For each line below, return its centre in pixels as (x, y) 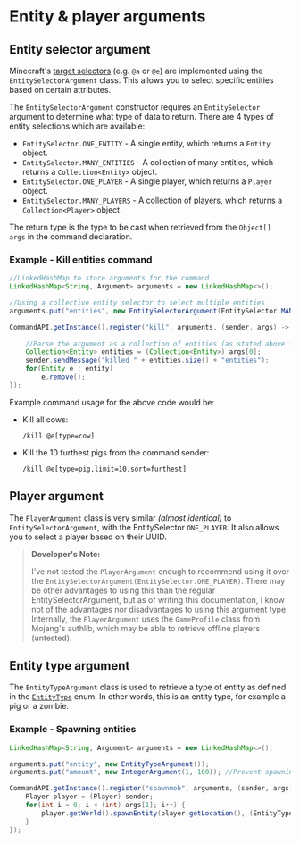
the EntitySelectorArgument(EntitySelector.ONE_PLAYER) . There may (158, 580)
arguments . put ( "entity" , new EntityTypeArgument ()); (109, 764)
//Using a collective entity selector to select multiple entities (137, 303)
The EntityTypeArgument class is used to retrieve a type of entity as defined (148, 687)
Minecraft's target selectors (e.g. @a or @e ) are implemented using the (136, 71)
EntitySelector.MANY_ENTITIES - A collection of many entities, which (148, 162)
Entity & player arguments (108, 17)
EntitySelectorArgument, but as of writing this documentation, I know (158, 599)
